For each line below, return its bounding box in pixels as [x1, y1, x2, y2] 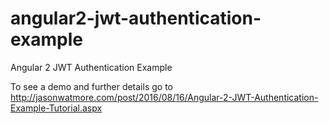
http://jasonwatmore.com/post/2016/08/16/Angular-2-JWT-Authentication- [10, 91, 319, 103]
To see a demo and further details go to [10, 80, 173, 92]
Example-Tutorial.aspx [10, 102, 103, 114]
